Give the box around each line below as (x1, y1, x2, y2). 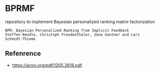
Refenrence (5, 49, 41, 58)
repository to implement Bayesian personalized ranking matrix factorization (5, 19, 155, 24)
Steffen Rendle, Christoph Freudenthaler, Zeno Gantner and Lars (5, 32, 140, 37)
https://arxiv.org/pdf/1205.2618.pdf (12, 62, 82, 68)
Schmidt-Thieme (5, 36, 36, 41)
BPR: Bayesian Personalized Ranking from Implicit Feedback (5, 28, 129, 33)
